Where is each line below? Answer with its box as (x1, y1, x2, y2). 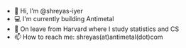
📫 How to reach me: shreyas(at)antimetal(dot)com (13, 32, 163, 41)
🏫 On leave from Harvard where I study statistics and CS (13, 25, 180, 33)
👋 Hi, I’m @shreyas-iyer (13, 7, 84, 15)
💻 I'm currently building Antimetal (13, 15, 114, 23)
